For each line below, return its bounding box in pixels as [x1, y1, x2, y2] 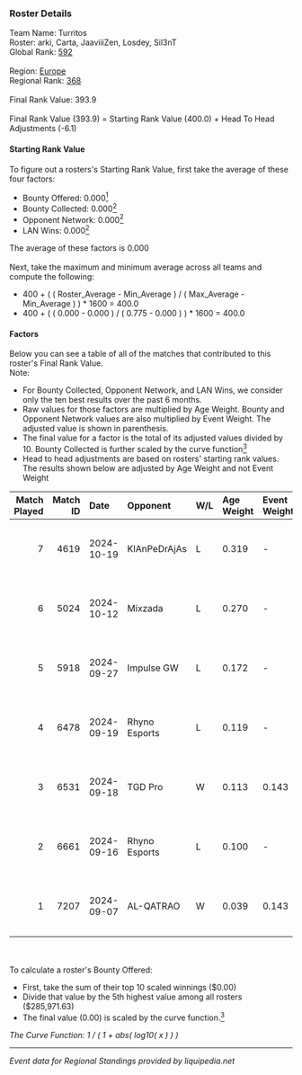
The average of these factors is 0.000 [9, 243, 150, 253]
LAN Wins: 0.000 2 [22, 224, 90, 236]
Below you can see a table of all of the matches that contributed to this [9, 349, 271, 360]
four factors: [9, 173, 56, 184]
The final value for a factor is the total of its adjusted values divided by [22, 432, 283, 443]
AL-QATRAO [127, 900, 181, 912]
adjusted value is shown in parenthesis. [22, 423, 169, 434]
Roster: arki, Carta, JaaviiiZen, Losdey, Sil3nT [9, 37, 177, 48]
